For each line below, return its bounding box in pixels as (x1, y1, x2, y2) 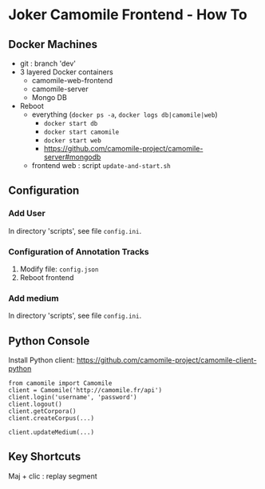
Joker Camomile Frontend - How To (8, 6, 247, 24)
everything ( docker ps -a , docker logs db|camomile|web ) (31, 110, 218, 119)
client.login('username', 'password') (8, 394, 137, 402)
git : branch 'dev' (19, 58, 76, 68)
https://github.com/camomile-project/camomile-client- (76, 355, 257, 365)
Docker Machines (8, 38, 98, 51)
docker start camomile (43, 128, 120, 136)
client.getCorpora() (8, 407, 77, 415)
